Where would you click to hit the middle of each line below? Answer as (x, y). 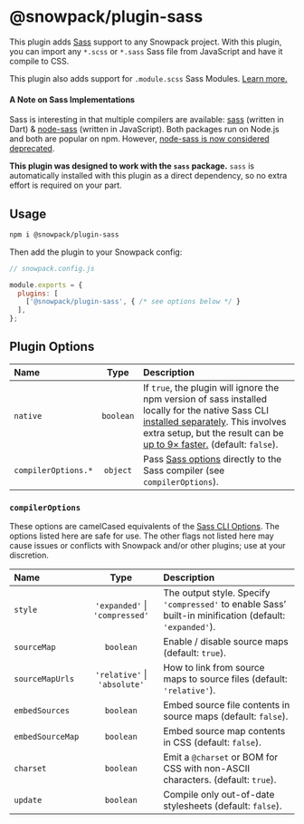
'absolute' (121, 685)
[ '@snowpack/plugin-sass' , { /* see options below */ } (133, 302)
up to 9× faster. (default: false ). (211, 444)
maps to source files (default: (225, 679)
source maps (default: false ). (225, 716)
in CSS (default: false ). (212, 742)
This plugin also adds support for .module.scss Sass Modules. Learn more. (148, 78)
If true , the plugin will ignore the (211, 387)
